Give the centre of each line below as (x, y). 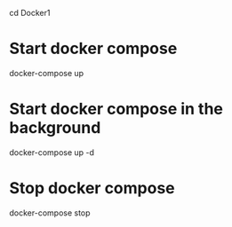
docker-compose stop (50, 213)
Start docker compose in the (116, 109)
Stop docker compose (92, 188)
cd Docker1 (30, 13)
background (55, 128)
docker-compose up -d (52, 152)
